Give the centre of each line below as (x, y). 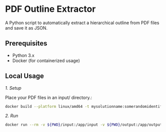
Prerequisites (26, 44)
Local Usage (25, 76)
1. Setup (13, 88)
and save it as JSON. (26, 28)
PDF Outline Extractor (50, 9)
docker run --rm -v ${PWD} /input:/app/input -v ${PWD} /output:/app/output (84, 125)
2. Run (12, 116)
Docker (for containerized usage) (46, 61)
